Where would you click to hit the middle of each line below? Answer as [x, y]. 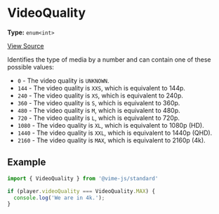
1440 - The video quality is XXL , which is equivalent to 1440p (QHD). [115, 133]
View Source [26, 46]
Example [27, 162]
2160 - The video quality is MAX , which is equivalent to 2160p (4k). [111, 140]
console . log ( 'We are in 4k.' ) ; [59, 198]
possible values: [31, 67]
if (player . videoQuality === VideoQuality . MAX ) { [81, 191]
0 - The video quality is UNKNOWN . [64, 80]
